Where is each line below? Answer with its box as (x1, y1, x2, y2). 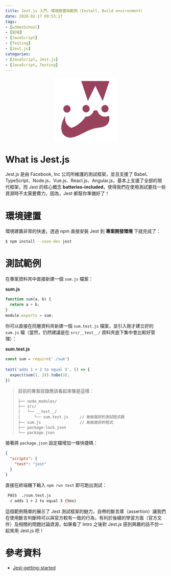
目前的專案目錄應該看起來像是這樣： (17, 387, 94, 394)
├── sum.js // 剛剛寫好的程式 (17, 420, 113, 425)
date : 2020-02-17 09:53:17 (5, 13, 63, 19)
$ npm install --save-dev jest (5, 239, 72, 244)
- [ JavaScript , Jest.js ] (5, 57, 58, 62)
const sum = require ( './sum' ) (5, 356, 70, 361)
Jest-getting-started (12, 565, 56, 571)
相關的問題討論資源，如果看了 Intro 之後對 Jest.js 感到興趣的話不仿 (18, 521, 159, 527)
